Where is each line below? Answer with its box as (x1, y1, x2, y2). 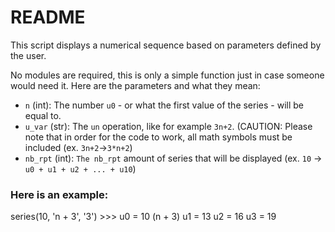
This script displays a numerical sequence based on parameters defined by (10, 39, 322, 51)
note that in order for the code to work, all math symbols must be (24, 131, 293, 143)
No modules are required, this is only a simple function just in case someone (10, 69, 325, 81)
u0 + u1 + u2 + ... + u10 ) (24, 162, 137, 175)
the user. (10, 49, 47, 61)
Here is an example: (10, 187, 109, 201)
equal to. (24, 109, 62, 121)
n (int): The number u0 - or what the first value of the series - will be (24, 99, 305, 111)
